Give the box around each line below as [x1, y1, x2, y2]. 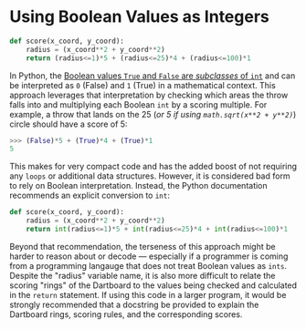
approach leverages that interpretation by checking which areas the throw [9, 89, 289, 100]
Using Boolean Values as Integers [9, 6, 269, 27]
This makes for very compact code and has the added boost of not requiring [9, 161, 298, 172]
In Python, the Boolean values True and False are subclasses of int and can [9, 70, 296, 81]
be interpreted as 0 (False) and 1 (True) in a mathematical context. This [9, 79, 276, 90]
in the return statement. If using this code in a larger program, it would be [9, 289, 287, 300]
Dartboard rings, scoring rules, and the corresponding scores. [9, 308, 243, 320]
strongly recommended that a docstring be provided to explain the [9, 299, 259, 310]
